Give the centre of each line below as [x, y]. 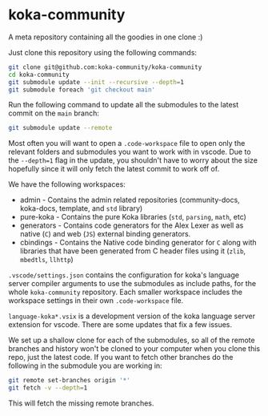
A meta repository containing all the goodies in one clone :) [106, 37]
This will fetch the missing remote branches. [81, 403]
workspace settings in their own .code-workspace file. [96, 301]
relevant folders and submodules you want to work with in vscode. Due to [130, 152]
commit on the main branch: [54, 113]
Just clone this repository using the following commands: [103, 52]
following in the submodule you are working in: [85, 366]
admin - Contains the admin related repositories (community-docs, [130, 200]
